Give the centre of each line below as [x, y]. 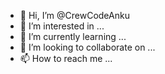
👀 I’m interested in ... [62, 26]
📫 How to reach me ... [66, 58]
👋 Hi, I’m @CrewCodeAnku [74, 15]
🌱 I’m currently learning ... [73, 36]
